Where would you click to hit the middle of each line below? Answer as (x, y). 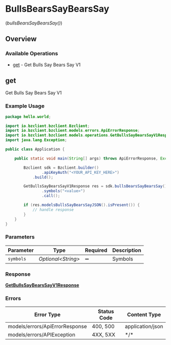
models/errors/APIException (41, 335)
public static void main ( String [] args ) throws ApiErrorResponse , (86, 158)
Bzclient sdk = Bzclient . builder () (61, 168)
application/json (144, 327)
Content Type (144, 315)
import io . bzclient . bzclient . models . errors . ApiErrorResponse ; (73, 130)
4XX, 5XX (104, 335)
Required (96, 250)
